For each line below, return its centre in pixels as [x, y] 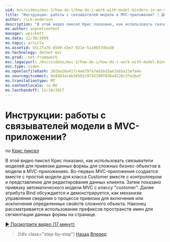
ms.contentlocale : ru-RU [31, 85]
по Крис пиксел [22, 151]
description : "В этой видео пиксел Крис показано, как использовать [79, 24]
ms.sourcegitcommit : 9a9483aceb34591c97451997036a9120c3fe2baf [73, 76]
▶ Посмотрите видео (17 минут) [40, 224]
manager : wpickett [25, 33]
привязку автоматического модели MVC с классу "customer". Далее [80, 188]
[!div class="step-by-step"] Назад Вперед [62, 234]
